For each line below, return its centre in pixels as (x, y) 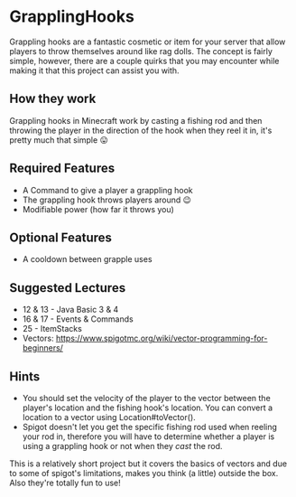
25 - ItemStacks (52, 329)
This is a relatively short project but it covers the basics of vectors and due (148, 464)
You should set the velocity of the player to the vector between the (146, 398)
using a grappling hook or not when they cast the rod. (122, 446)
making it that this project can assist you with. (94, 70)
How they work (53, 99)
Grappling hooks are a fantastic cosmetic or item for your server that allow (148, 42)
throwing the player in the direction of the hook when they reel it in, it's (141, 130)
